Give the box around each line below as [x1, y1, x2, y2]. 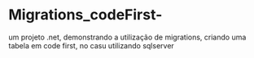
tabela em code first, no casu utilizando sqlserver [8, 40, 175, 50]
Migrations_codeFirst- [8, 6, 163, 24]
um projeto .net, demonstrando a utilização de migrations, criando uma [8, 32, 247, 42]
